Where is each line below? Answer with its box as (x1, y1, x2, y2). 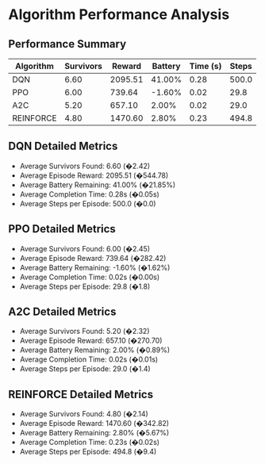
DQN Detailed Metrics (8, 140, 118, 153)
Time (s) (189, 61, 222, 71)
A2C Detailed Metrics (8, 305, 117, 319)
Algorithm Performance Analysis (8, 6, 230, 24)
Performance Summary (8, 37, 127, 51)
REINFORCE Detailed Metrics (8, 387, 153, 401)
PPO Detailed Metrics (8, 222, 117, 236)
